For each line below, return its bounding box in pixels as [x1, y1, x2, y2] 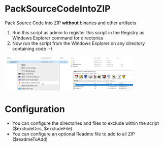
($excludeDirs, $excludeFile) [12, 125, 73, 131]
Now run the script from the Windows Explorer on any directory [12, 40, 145, 46]
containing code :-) [12, 45, 53, 52]
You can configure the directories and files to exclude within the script [12, 120, 159, 126]
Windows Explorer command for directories [12, 35, 104, 41]
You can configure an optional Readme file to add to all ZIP [12, 131, 135, 137]
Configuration [5, 103, 65, 115]
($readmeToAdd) [12, 136, 48, 142]
